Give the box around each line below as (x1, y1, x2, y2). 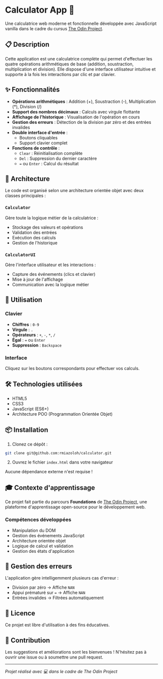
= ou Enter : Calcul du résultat (19, 160, 79, 166)
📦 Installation (5, 426, 49, 434)
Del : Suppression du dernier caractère (19, 155, 97, 161)
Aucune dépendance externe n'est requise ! (5, 469, 93, 475)
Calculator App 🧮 (5, 4, 75, 16)
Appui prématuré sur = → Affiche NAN (12, 590, 86, 596)
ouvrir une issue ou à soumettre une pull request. (5, 654, 103, 660)
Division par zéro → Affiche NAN (12, 584, 75, 590)
